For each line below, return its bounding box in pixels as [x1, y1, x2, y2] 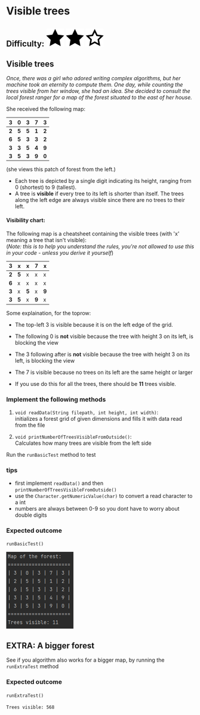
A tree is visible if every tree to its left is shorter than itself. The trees [14, 190, 184, 197]
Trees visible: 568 [6, 704, 55, 710]
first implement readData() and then [14, 479, 104, 487]
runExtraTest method [6, 663, 59, 670]
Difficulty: [6, 38, 45, 49]
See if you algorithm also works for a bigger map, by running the [6, 656, 165, 663]
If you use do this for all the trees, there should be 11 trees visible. [14, 380, 176, 387]
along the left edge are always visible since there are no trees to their [14, 197, 185, 204]
